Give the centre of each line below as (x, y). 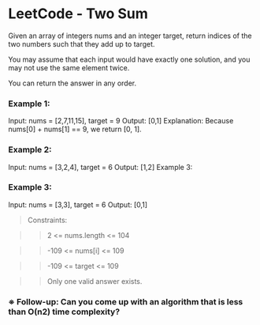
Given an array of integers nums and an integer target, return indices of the (130, 36)
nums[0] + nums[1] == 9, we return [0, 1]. (75, 129)
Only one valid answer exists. (95, 281)
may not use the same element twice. (69, 67)
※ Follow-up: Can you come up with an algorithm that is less (126, 301)
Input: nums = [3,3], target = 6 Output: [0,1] (78, 204)
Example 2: (30, 149)
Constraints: (47, 220)
